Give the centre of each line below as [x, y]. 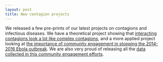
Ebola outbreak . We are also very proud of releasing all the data [81, 49]
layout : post [19, 10]
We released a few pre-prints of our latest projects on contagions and [76, 28]
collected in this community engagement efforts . [55, 54]
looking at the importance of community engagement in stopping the [75, 43]
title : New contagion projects [37, 14]
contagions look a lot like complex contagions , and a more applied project [80, 38]
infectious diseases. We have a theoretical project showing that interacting [81, 33]
